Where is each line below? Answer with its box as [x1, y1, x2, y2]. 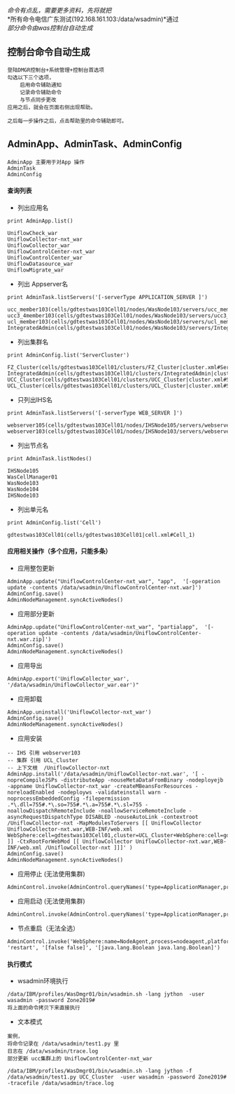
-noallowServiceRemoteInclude [97, 808, 187, 815]
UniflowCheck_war [7, 229, 58, 236]
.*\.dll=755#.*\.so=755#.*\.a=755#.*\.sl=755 [7, 801, 142, 808]
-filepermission [82, 795, 130, 802]
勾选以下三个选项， [7, 74, 55, 81]
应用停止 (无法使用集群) [17, 869, 85, 879]
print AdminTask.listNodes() [7, 455, 92, 462]
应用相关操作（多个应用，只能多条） [7, 547, 112, 556]
